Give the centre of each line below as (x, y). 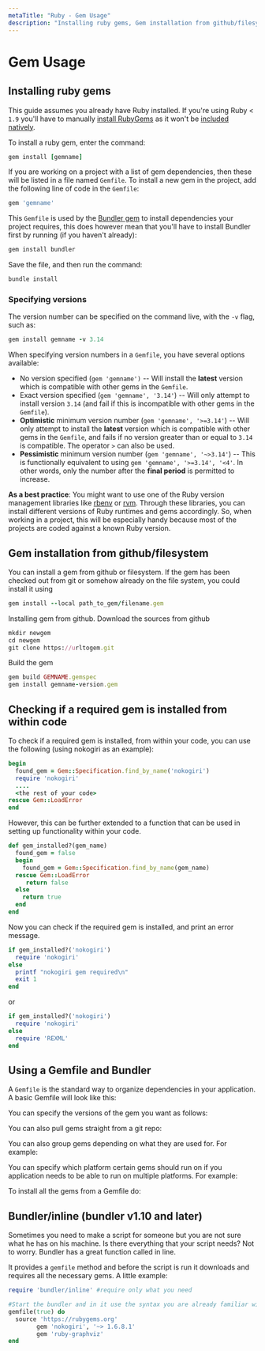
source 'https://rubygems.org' (67, 1319)
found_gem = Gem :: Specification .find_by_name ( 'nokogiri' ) (113, 771)
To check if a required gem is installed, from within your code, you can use (129, 741)
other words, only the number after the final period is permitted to (127, 471)
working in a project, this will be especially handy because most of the (122, 520)
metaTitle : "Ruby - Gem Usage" (60, 15)
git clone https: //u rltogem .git (61, 648)
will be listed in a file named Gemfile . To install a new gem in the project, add (132, 180)
